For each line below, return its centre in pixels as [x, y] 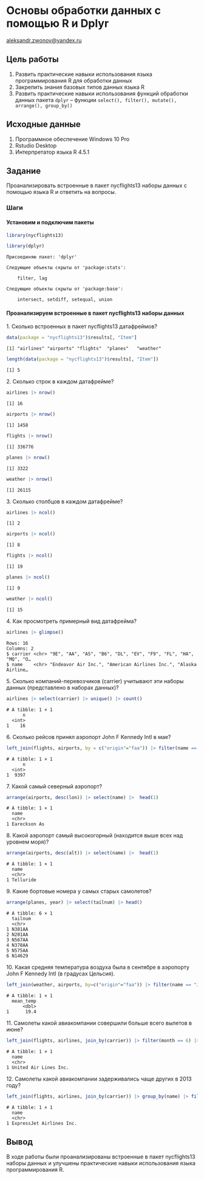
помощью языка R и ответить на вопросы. [61, 192]
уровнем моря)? [28, 842]
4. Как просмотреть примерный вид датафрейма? [72, 621]
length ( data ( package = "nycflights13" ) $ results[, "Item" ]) [83, 359]
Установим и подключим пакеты [50, 222]
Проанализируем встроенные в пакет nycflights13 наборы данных [95, 313]
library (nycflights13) [35, 235]
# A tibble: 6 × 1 [29, 913]
